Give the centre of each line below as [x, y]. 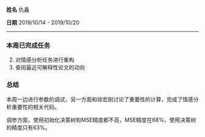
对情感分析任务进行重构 [45, 60]
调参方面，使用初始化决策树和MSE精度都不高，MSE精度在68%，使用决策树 [101, 120]
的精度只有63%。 [28, 127]
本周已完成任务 [28, 45]
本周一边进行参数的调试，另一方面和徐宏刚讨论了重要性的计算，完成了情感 [100, 99]
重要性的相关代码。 [35, 107]
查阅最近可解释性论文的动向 [50, 68]
